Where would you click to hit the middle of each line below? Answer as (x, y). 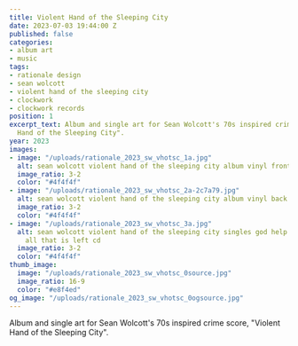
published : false (41, 34)
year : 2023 (29, 141)
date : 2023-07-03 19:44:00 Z (63, 26)
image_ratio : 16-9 (51, 281)
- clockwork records (47, 108)
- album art (31, 51)
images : (24, 149)
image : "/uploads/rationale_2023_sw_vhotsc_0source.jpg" (125, 273)
